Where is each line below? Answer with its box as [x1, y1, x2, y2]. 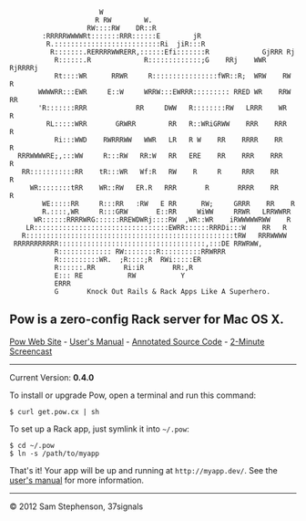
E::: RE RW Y [54, 271, 185, 280]
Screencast [9, 346, 53, 357]
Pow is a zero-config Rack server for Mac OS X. [9, 312, 284, 328]
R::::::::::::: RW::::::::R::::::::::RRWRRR [54, 247, 226, 256]
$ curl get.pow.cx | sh [9, 407, 100, 416]
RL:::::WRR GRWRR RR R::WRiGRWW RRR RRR [46, 120, 287, 129]
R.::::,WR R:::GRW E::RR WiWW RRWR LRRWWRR [42, 207, 291, 216]
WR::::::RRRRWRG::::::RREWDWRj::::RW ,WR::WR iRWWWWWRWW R [33, 215, 291, 224]
